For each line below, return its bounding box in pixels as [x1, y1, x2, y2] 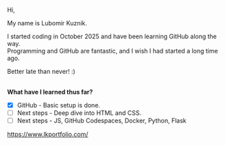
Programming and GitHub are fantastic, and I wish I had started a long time [7, 47, 218, 55]
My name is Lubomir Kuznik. [7, 19, 88, 27]
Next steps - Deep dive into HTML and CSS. [16, 109, 142, 117]
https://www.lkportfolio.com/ [7, 130, 88, 139]
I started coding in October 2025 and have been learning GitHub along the [7, 32, 217, 40]
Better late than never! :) [7, 68, 75, 75]
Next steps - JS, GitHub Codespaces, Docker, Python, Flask [16, 116, 187, 125]
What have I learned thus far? [7, 88, 93, 96]
